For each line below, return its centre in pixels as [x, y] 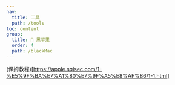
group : [15, 34]
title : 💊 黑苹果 [31, 40]
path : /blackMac [32, 51]
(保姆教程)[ [20, 69]
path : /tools [28, 23]
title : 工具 [26, 17]
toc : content [23, 29]
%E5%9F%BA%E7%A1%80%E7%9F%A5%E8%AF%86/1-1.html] [88, 75]
